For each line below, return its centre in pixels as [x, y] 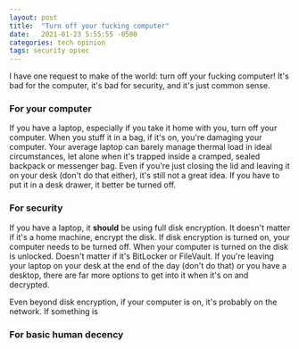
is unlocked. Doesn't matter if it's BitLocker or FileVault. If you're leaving [142, 256]
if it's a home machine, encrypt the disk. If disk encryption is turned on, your [149, 237]
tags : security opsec [50, 51]
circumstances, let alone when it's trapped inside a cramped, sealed [135, 156]
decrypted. [29, 284]
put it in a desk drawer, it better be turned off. [93, 185]
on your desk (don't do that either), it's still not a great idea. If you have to [145, 176]
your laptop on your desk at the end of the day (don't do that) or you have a [148, 265]
